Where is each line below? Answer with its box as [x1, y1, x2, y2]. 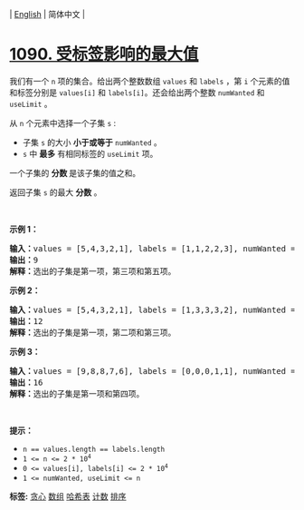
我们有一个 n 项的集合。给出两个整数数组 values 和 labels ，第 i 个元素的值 [9, 75, 290, 86]
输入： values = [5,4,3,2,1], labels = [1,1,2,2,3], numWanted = [9, 243, 296, 253]
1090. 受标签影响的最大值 [9, 44, 199, 64]
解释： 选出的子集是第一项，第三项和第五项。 [9, 266, 176, 276]
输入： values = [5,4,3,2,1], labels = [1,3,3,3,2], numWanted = [9, 304, 296, 315]
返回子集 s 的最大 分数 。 [9, 186, 102, 198]
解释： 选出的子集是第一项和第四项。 [9, 388, 145, 398]
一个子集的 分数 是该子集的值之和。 [9, 167, 141, 178]
